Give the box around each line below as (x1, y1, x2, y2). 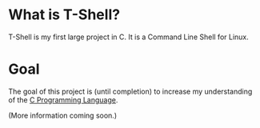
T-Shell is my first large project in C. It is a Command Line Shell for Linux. (8, 32, 250, 42)
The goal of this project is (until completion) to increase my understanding (8, 86, 253, 96)
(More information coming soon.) (8, 110, 118, 120)
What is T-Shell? (8, 6, 121, 24)
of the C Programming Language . (8, 94, 118, 105)
